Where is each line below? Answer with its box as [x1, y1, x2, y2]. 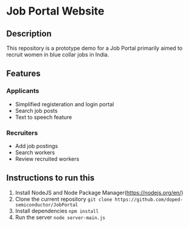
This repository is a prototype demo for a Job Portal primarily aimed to [6, 44, 183, 52]
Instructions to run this [6, 173, 95, 183]
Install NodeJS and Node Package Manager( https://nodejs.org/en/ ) [15, 189, 184, 196]
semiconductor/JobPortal [15, 202, 78, 208]
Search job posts [15, 107, 58, 114]
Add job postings [15, 142, 58, 149]
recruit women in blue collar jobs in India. [6, 51, 109, 58]
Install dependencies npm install [15, 207, 99, 214]
